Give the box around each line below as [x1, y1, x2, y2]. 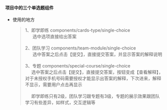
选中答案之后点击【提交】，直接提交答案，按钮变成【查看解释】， [31, 69, 163, 75]
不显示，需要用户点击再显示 [25, 81, 83, 87]
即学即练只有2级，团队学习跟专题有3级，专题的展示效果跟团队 [31, 93, 160, 99]
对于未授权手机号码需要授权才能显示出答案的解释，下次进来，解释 [25, 75, 161, 81]
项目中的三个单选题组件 [5, 4, 54, 10]
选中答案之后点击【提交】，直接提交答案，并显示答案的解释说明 [32, 51, 162, 57]
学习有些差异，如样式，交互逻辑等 [25, 99, 96, 105]
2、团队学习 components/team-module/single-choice [25, 45, 136, 51]
